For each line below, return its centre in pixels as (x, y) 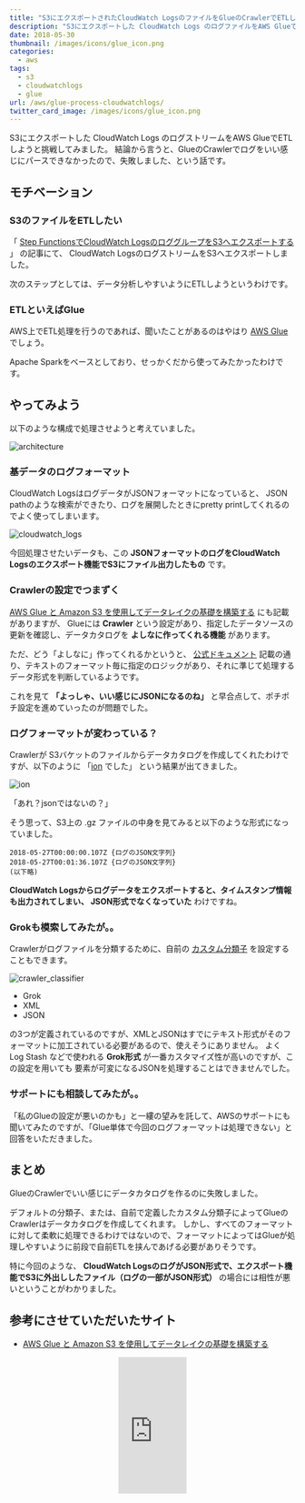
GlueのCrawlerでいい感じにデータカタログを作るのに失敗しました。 (136, 1194)
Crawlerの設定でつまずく (64, 590)
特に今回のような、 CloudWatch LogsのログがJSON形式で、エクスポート (147, 1266)
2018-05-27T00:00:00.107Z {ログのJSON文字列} (93, 852)
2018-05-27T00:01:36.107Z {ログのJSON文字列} (93, 862)
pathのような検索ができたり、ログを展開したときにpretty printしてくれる (146, 505)
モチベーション (51, 192)
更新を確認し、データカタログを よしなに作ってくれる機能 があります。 (142, 634)
